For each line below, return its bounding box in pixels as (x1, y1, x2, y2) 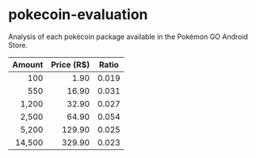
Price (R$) (51, 59, 90, 70)
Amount (12, 59, 44, 70)
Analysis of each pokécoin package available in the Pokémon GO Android (8, 32, 248, 41)
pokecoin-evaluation (8, 6, 148, 24)
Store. (8, 40, 29, 49)
